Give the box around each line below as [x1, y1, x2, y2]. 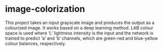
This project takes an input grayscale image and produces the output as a [5, 20, 155, 25]
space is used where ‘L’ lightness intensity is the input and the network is [5, 30, 154, 36]
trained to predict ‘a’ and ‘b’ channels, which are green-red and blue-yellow [5, 35, 158, 41]
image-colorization [5, 3, 85, 15]
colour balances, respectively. [5, 40, 66, 46]
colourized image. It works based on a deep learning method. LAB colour [5, 25, 154, 30]
